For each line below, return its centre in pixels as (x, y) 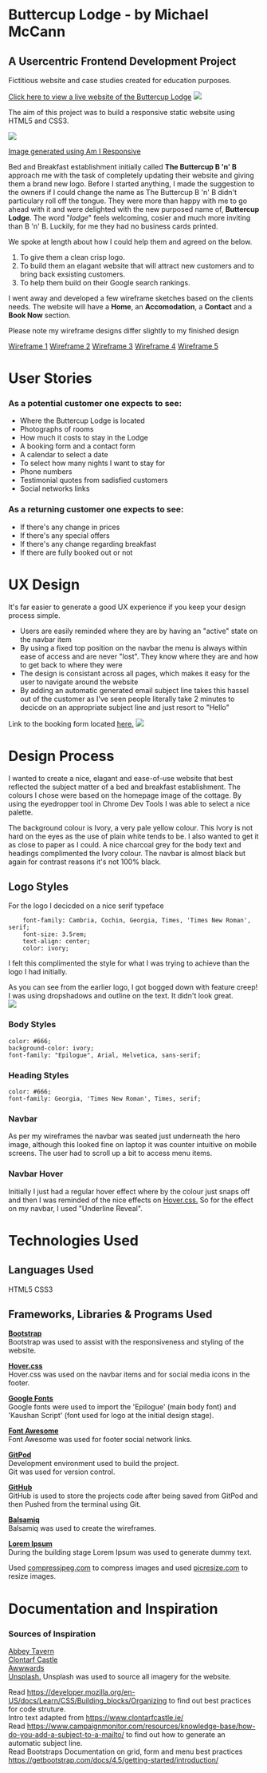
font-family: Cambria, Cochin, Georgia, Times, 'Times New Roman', (137, 921)
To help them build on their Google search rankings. (105, 283)
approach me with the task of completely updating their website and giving (131, 175)
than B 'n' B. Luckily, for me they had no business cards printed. (113, 226)
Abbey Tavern (31, 1651)
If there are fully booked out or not (76, 552)
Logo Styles (39, 887)
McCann (37, 32)
